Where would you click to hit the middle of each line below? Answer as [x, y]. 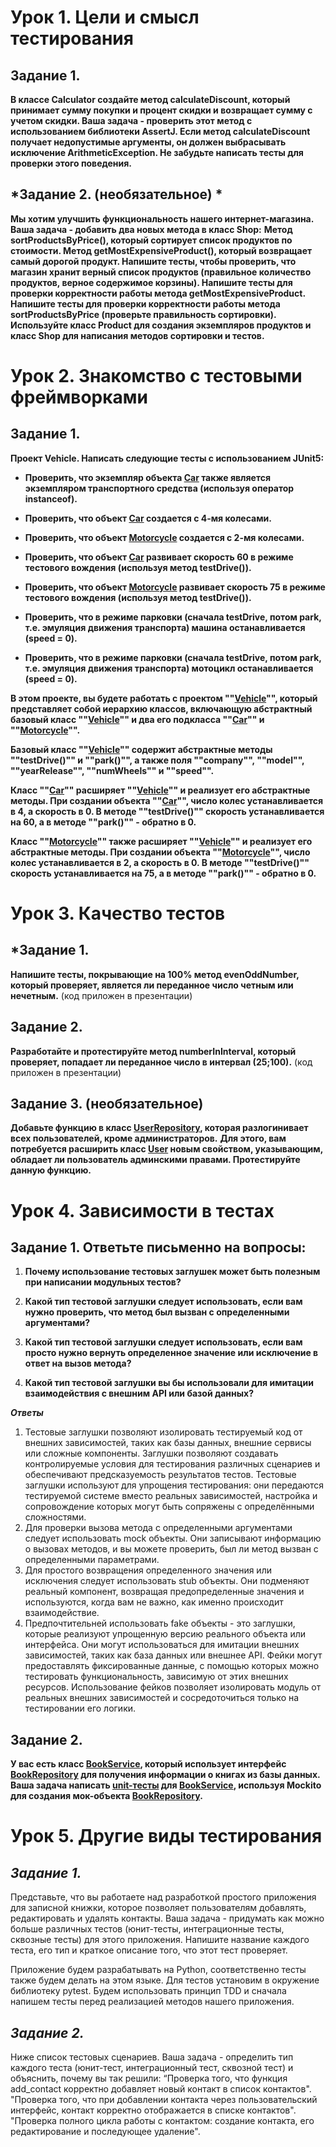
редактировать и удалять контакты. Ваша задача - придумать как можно [167, 1918]
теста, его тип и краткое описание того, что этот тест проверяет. [149, 1950]
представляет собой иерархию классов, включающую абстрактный [161, 708]
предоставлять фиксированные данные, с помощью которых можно [172, 1666]
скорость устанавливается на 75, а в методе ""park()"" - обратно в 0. [163, 873]
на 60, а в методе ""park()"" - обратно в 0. [103, 822]
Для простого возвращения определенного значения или [148, 1570]
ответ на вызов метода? [78, 1363]
